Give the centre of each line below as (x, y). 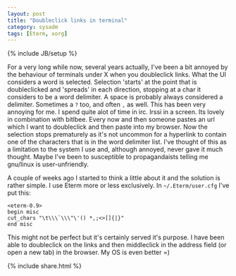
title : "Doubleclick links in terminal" (68, 20)
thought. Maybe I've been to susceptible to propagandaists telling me (108, 157)
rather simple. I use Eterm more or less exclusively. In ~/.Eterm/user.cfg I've (118, 186)
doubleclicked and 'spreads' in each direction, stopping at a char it (104, 89)
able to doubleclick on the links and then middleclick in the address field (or (117, 245)
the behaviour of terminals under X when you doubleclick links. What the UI (117, 75)
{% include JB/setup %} (42, 54)
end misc (20, 225)
